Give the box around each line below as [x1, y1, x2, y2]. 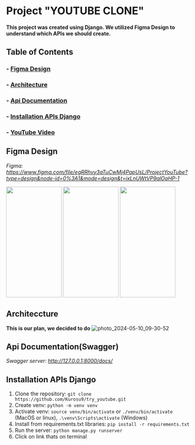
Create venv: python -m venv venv [14, 402, 98, 409]
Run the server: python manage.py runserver [14, 427, 123, 434]
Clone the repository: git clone [14, 390, 92, 397]
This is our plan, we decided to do [6, 324, 90, 332]
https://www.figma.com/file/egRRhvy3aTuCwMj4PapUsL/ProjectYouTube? [6, 168, 188, 176]
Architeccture [6, 309, 58, 319]
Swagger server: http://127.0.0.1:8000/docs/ [6, 358, 113, 365]
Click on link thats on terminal [14, 433, 87, 440]
